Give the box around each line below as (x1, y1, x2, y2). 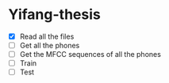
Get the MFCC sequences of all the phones (19, 50, 161, 59)
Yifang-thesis (8, 6, 101, 24)
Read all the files (19, 32, 75, 41)
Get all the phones (19, 41, 80, 50)
